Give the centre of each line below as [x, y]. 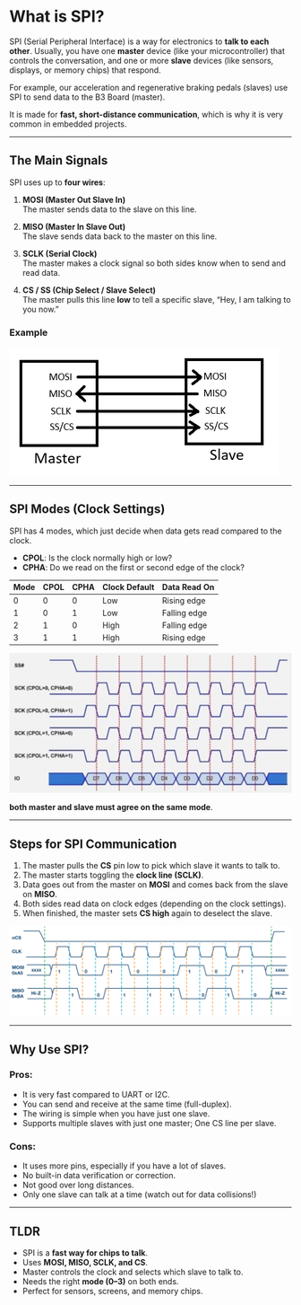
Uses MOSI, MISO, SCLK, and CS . [85, 1262]
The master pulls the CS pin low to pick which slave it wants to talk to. [151, 866]
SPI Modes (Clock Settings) [87, 509]
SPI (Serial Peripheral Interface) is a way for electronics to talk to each [139, 41]
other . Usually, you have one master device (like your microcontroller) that [147, 50]
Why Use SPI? [49, 1049]
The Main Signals [59, 160]
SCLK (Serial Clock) [60, 253]
